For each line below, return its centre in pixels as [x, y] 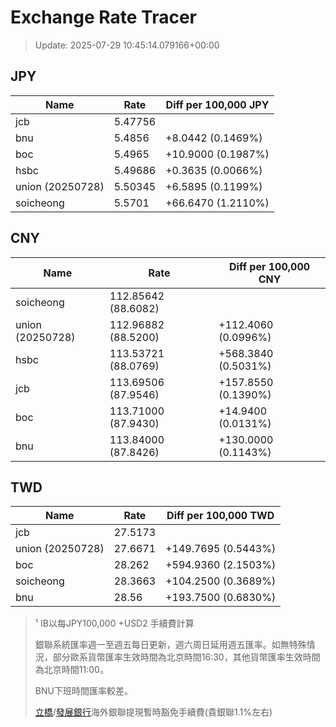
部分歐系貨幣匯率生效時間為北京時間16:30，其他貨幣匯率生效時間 [186, 657]
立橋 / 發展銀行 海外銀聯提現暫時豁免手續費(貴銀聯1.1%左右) [153, 712]
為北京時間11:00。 [71, 670]
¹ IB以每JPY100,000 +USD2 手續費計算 [114, 623]
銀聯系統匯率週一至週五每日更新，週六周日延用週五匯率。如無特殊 [170, 645]
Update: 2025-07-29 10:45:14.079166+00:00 [127, 45]
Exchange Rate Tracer [104, 17]
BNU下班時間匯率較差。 [83, 691]
